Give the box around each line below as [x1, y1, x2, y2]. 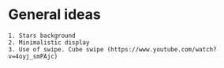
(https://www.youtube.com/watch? [106, 45, 217, 53]
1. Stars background [8, 32, 77, 40]
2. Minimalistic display [8, 38, 90, 47]
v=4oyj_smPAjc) [8, 52, 58, 60]
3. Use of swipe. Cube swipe [8, 45, 104, 53]
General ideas [8, 6, 101, 24]
